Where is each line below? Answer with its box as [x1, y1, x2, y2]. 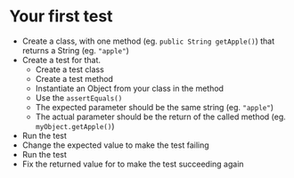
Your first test [9, 6, 113, 27]
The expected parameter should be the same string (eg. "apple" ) [35, 101, 274, 112]
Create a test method [35, 73, 114, 84]
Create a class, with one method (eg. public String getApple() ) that [21, 36, 274, 46]
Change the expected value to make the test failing [21, 140, 209, 150]
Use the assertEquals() [35, 92, 123, 103]
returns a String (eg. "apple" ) [21, 44, 129, 55]
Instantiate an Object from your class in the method [35, 83, 225, 93]
